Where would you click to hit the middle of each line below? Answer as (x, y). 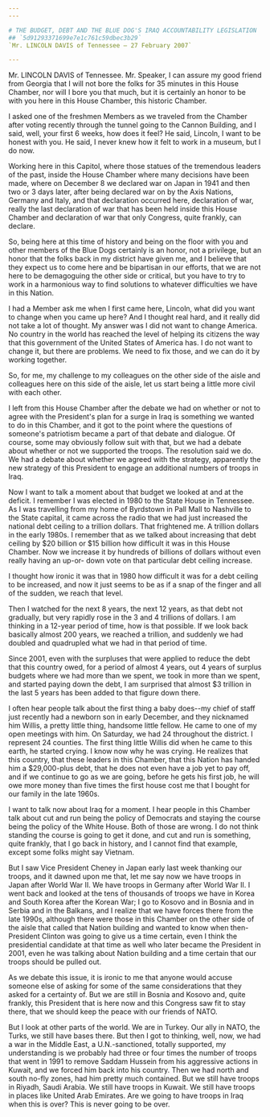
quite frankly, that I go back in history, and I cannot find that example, (123, 844)
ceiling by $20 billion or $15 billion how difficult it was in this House (119, 543)
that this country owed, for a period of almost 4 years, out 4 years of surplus (135, 667)
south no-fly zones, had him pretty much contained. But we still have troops (134, 1078)
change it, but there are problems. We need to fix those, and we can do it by (134, 352)
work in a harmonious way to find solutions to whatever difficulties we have (133, 284)
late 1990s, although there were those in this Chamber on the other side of (131, 919)
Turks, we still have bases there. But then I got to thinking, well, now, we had (135, 1036)
